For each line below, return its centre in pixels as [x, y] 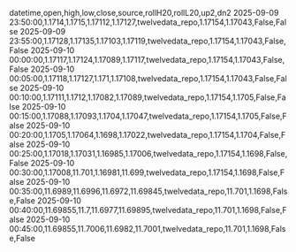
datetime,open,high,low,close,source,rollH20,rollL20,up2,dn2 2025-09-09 [144, 13]
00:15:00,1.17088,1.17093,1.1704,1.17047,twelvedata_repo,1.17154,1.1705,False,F [148, 116]
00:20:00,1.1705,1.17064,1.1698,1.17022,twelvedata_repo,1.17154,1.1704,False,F [148, 135]
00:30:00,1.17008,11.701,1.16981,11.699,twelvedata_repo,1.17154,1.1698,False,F [147, 172]
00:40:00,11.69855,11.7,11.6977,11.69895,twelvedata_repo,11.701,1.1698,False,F [148, 210]
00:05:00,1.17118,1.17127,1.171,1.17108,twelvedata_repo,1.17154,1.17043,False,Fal [148, 78]
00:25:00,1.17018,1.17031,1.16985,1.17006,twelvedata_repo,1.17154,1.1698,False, [148, 153]
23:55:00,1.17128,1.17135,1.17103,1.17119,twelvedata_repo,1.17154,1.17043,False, [148, 41]
